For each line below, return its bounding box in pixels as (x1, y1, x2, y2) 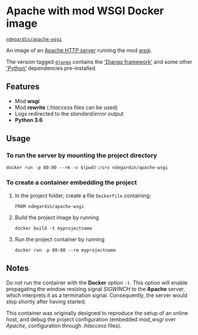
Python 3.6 (14, 116, 43, 123)
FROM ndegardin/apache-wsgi (14, 203, 84, 209)
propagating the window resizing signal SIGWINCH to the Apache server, (6, 285, 186, 292)
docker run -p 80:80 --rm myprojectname (14, 247, 116, 253)
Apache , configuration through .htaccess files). (6, 322, 122, 329)
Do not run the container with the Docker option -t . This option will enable (6, 279, 188, 286)
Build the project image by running (14, 213, 100, 221)
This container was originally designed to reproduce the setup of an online (6, 310, 189, 317)
